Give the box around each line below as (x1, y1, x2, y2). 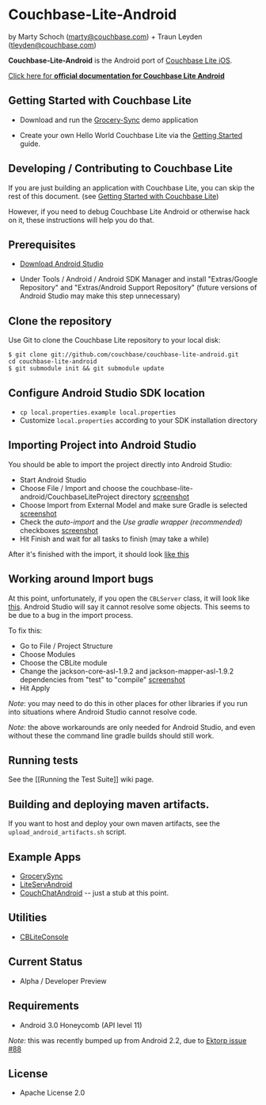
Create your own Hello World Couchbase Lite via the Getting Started (19, 130, 243, 140)
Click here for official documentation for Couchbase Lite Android (8, 71, 225, 80)
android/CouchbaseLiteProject (19, 492, 120, 501)
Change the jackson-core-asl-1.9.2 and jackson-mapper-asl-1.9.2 (19, 666, 234, 676)
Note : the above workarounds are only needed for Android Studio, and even (8, 722, 256, 731)
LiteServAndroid (19, 880, 73, 889)
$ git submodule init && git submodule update (8, 365, 165, 373)
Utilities (8, 911, 47, 925)
